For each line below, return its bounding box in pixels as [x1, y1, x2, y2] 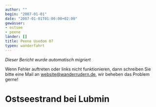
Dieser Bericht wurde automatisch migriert [5, 56, 91, 62]
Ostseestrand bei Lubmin [5, 93, 110, 105]
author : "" [5, 7, 27, 12]
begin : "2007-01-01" [5, 12, 47, 17]
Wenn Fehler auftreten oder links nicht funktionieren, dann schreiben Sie [5, 66, 151, 72]
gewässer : [5, 20, 25, 26]
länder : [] [5, 35, 27, 39]
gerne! [5, 76, 19, 82]
